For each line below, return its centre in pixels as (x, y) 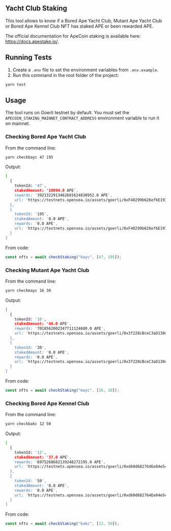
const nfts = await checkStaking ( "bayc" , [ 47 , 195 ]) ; (64, 257)
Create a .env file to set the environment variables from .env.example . (85, 70)
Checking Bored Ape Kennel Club (47, 403)
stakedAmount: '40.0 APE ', (43, 324)
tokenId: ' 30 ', (31, 347)
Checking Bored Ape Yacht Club (46, 137)
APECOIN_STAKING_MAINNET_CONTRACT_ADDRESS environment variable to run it (82, 118)
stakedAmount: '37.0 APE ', (43, 457)
